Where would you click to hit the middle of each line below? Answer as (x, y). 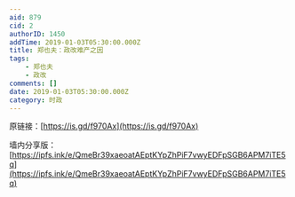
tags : (19, 59)
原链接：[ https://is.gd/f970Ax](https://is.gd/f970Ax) (104, 126)
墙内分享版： (32, 145)
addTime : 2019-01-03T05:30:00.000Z (75, 42)
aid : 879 (25, 17)
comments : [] (33, 83)
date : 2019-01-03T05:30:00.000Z (69, 91)
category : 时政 (36, 100)
